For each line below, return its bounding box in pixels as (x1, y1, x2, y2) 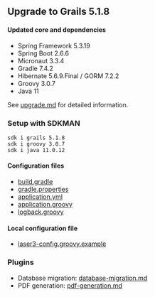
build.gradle (17, 178, 53, 186)
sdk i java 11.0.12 (7, 146, 65, 153)
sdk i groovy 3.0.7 (7, 140, 65, 148)
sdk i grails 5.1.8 (7, 134, 65, 141)
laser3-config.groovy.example (17, 239, 107, 248)
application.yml (17, 193, 63, 201)
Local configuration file (7, 224, 78, 232)
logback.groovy (17, 207, 64, 216)
